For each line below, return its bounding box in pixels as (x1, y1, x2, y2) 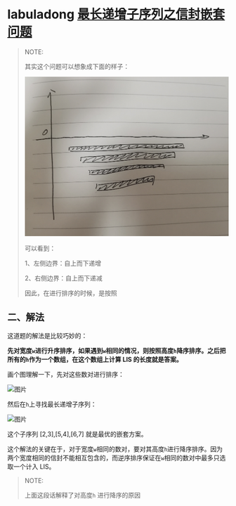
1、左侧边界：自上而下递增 (24, 259, 102, 268)
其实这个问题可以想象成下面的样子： (24, 62, 130, 70)
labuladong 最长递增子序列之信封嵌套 (7, 6, 225, 22)
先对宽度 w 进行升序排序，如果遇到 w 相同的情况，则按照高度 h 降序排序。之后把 (7, 346, 226, 355)
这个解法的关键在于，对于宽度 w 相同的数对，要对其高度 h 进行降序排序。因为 (7, 444, 223, 453)
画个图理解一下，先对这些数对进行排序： (7, 370, 124, 378)
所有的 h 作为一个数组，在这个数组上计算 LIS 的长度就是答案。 (7, 355, 183, 363)
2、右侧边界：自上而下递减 (24, 274, 103, 283)
